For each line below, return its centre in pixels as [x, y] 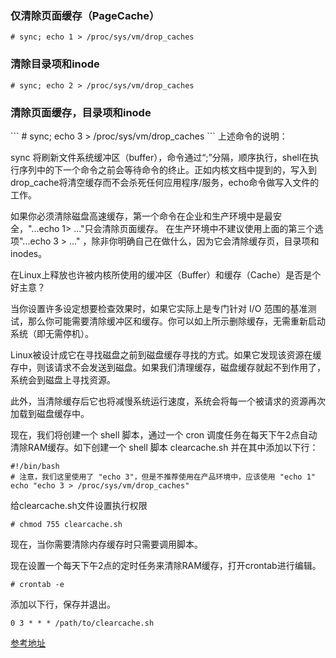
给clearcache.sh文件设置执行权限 [79, 505]
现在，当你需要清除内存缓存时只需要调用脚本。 [106, 544]
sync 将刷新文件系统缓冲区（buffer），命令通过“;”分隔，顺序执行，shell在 [160, 157]
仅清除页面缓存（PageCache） [85, 15]
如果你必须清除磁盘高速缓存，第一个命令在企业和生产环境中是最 [141, 216]
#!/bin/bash [35, 466]
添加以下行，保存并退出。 [63, 604]
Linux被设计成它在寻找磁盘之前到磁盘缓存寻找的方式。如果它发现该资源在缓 [166, 354]
